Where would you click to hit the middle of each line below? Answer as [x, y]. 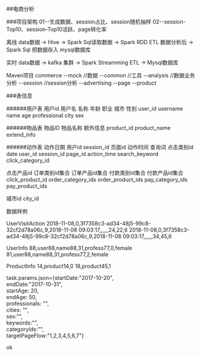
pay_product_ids [27, 186]
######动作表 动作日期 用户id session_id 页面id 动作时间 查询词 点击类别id [100, 147]
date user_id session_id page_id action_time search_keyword [82, 154]
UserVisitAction [26, 223]
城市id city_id [23, 199]
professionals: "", [28, 303]
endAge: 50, [22, 297]
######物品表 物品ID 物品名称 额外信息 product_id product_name [88, 128]
